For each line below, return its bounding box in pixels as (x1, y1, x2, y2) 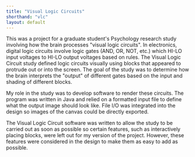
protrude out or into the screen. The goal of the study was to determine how (6, 66, 190, 73)
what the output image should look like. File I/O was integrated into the (6, 102, 176, 109)
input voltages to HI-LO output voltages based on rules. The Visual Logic (6, 53, 181, 61)
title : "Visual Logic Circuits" (6, 8, 85, 15)
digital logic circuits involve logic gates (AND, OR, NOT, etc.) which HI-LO (6, 48, 182, 55)
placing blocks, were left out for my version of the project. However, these (6, 132, 184, 139)
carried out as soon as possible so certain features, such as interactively (6, 126, 181, 133)
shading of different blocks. (6, 78, 72, 85)
